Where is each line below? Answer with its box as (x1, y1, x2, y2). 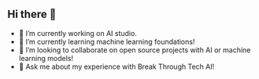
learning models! (18, 53, 74, 63)
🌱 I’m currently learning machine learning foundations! (18, 37, 195, 46)
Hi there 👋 (7, 8, 57, 21)
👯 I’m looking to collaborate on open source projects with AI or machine (18, 45, 251, 55)
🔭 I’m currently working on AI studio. (18, 28, 137, 38)
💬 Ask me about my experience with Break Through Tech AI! (18, 62, 215, 71)
